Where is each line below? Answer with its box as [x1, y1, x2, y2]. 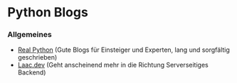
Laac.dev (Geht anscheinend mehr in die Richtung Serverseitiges [17, 61, 209, 70]
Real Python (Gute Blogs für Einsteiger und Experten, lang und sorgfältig [17, 45, 230, 54]
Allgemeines [7, 30, 52, 40]
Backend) [17, 68, 46, 77]
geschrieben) [17, 53, 58, 62]
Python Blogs [7, 4, 89, 21]
